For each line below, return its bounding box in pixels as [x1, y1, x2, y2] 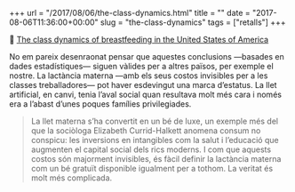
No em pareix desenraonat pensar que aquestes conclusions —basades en [9, 52, 284, 61]
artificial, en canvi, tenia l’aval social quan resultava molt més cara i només [9, 89, 283, 100]
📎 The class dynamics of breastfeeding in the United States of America [9, 35, 269, 44]
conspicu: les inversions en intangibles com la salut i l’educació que [30, 135, 279, 145]
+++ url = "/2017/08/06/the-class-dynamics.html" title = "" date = [9, 8, 251, 18]
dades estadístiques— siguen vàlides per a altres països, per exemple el [9, 61, 274, 71]
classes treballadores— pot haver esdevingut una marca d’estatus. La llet [9, 80, 277, 90]
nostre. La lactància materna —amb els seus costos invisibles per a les [9, 70, 268, 81]
